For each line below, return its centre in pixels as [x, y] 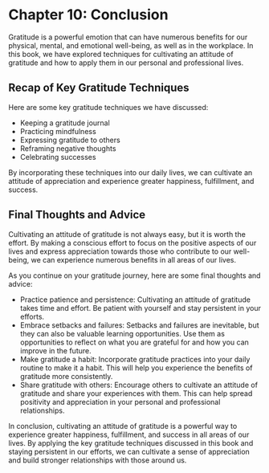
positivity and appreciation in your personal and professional [120, 402]
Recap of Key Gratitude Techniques [99, 88]
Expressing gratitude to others [70, 140]
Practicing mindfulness [58, 131]
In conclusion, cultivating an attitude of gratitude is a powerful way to [123, 426]
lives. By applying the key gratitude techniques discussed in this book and [131, 442]
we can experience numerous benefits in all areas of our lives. [134, 259]
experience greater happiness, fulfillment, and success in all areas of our [129, 434]
